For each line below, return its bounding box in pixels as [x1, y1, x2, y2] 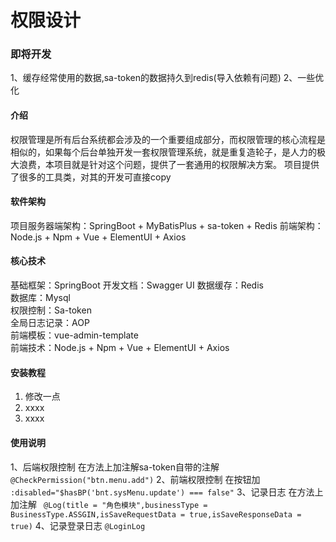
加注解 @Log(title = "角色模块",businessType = [10, 498, 208, 510]
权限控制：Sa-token [10, 304, 92, 316]
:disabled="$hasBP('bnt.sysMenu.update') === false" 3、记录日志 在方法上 [10, 486, 324, 498]
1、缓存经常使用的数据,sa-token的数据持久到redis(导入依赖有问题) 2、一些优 [10, 72, 325, 84]
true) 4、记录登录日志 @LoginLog [10, 519, 146, 531]
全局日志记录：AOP [10, 317, 90, 329]
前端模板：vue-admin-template [10, 329, 139, 341]
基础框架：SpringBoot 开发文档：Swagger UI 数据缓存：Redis [10, 279, 264, 291]
